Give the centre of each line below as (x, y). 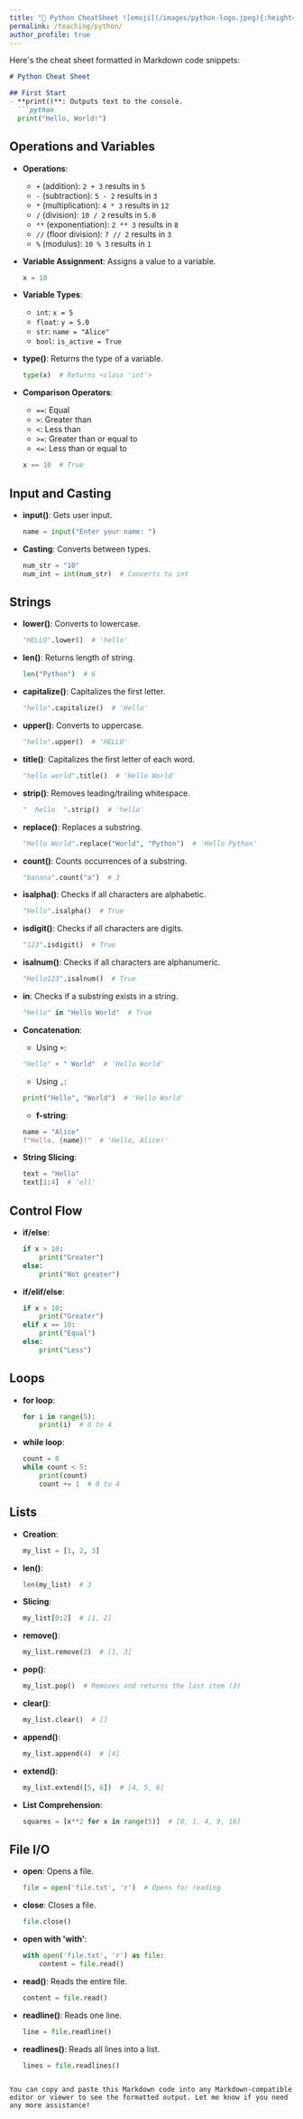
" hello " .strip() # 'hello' (83, 809)
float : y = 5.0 (63, 322)
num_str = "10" (51, 565)
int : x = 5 (55, 312)
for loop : (39, 1400)
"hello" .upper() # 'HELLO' (75, 743)
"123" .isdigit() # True (69, 945)
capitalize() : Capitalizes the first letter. (94, 692)
